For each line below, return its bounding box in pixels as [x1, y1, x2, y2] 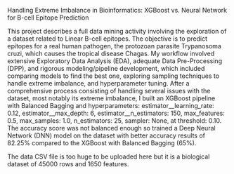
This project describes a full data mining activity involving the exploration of [7, 27, 227, 35]
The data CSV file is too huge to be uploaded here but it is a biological [7, 152, 210, 161]
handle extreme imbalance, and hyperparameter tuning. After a [7, 79, 190, 87]
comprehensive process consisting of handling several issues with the [7, 87, 211, 95]
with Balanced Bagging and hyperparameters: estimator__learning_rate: [7, 102, 214, 109]
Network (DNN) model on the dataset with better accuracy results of [7, 131, 206, 140]
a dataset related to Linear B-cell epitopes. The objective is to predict [7, 34, 208, 43]
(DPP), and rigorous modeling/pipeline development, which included [7, 65, 205, 72]
